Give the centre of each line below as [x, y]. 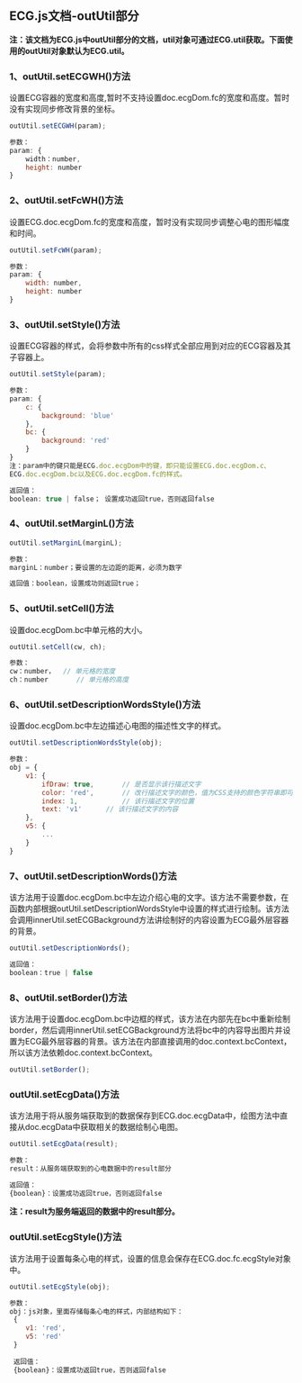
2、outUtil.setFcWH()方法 [67, 201]
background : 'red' [76, 441]
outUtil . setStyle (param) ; [58, 375]
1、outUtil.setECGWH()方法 [70, 77]
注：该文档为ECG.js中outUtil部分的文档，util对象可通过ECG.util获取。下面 [147, 40]
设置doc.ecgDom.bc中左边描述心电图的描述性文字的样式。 [118, 726]
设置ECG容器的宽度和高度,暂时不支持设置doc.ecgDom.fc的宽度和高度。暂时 [150, 98]
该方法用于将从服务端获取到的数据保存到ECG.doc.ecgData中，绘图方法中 [145, 1116]
